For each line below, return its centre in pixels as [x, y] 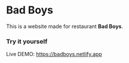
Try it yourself [27, 41]
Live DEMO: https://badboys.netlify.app [54, 54]
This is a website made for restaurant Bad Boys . [64, 26]
